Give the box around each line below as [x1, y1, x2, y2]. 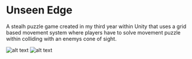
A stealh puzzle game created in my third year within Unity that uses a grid [6, 23, 187, 30]
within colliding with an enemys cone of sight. [6, 35, 117, 42]
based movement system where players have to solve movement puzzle [6, 29, 181, 36]
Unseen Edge [6, 4, 73, 17]
